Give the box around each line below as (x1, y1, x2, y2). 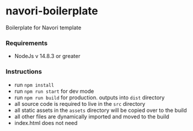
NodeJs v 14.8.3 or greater (14, 53, 81, 60)
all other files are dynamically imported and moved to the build (14, 112, 170, 120)
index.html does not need (14, 119, 78, 126)
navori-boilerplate (5, 4, 99, 18)
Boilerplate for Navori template (5, 24, 82, 31)
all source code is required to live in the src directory (14, 100, 146, 107)
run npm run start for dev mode (14, 87, 94, 95)
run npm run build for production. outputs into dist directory (14, 94, 165, 101)
